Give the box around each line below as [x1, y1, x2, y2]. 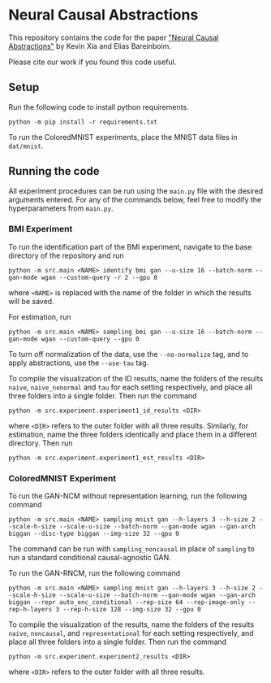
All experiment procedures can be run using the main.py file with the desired [8, 185, 264, 196]
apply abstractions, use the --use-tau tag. [8, 358, 149, 368]
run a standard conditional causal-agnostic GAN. [8, 553, 172, 563]
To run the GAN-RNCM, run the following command [8, 568, 181, 578]
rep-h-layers [8, 606, 53, 614]
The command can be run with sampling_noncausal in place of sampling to [8, 544, 256, 554]
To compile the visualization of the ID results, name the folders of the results [8, 373, 264, 383]
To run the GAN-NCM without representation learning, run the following [8, 491, 247, 501]
